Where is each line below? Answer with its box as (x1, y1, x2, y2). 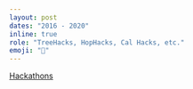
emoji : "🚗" (9, 46, 50, 55)
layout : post (9, 12, 58, 22)
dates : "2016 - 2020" (9, 21, 90, 30)
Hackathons (9, 70, 53, 81)
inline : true (9, 29, 58, 38)
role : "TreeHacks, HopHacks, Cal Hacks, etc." (9, 37, 185, 47)
